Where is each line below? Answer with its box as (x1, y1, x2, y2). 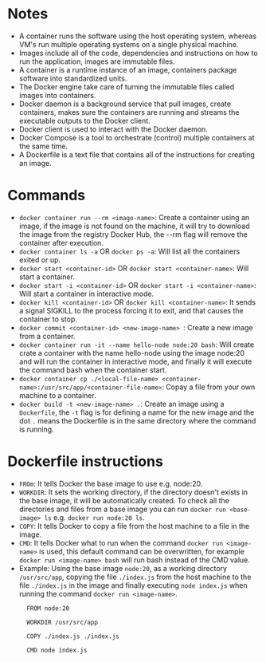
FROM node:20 (26, 604, 70, 613)
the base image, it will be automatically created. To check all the (18, 495, 230, 505)
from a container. (18, 331, 76, 341)
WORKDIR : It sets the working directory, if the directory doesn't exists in (18, 487, 248, 497)
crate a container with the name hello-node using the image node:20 (18, 348, 244, 357)
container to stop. (18, 314, 77, 324)
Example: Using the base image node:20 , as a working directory (18, 563, 228, 573)
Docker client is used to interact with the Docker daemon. (18, 124, 208, 134)
